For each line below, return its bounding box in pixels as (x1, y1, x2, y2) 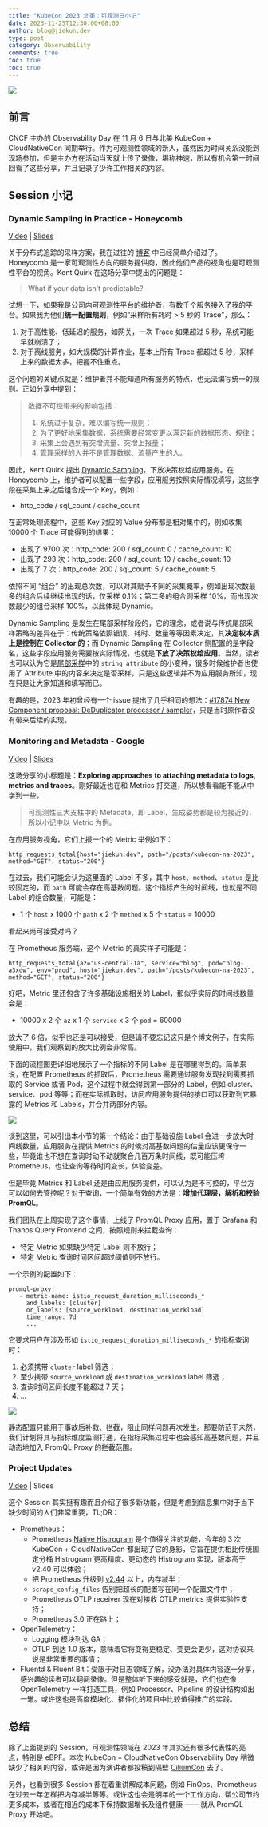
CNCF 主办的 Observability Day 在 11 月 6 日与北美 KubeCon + (8, 133, 212, 142)
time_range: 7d (26, 1312, 77, 1321)
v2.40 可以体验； (31, 1564, 89, 1574)
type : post (8, 34, 45, 42)
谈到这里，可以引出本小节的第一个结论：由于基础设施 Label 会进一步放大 (8, 1131, 247, 1140)
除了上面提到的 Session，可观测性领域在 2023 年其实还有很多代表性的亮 (8, 1742, 246, 1752)
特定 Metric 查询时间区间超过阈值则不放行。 (19, 1252, 164, 1261)
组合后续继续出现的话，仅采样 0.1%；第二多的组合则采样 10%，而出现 (22, 591, 251, 601)
